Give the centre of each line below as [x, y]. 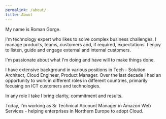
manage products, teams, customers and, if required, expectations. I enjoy [83, 44]
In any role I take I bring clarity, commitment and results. [64, 96]
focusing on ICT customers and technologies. [53, 86]
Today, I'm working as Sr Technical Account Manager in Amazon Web [78, 105]
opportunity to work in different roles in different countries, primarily [77, 80]
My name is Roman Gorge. [33, 29]
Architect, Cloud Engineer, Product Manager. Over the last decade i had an [83, 75]
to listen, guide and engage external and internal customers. [68, 50]
